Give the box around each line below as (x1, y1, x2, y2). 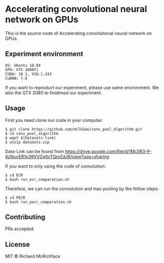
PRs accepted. (5, 226, 35, 232)
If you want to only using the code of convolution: (5, 163, 106, 169)
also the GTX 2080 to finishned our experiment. (5, 90, 102, 96)
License (5, 240, 30, 249)
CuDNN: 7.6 (5, 75, 28, 81)
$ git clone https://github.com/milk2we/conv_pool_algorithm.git (5, 127, 142, 132)
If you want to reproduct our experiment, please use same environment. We (5, 84, 159, 90)
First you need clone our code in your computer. (5, 117, 103, 123)
